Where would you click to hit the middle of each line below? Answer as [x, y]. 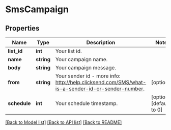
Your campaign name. [81, 59]
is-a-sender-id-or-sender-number [99, 89]
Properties [22, 28]
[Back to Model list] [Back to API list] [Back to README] [64, 122]
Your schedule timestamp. [87, 103]
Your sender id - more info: [88, 76]
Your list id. [69, 51]
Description [101, 43]
